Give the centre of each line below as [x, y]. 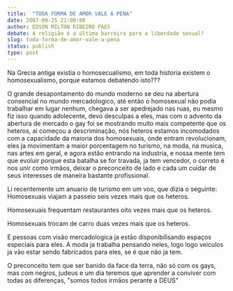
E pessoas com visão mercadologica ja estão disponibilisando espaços [109, 237]
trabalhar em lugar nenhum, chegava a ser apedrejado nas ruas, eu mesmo [115, 108]
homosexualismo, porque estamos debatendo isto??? [84, 80]
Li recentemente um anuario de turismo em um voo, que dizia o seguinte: [112, 189]
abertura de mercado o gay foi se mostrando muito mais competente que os [117, 123]
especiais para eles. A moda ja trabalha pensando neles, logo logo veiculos [115, 244]
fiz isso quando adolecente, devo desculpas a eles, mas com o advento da [114, 115]
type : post [23, 53]
